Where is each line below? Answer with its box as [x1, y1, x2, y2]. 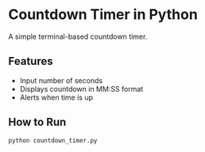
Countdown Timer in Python [8, 6, 199, 24]
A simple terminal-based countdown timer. [8, 32, 148, 41]
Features [8, 55, 53, 68]
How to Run [8, 116, 67, 129]
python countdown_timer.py [8, 136, 98, 144]
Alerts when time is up [19, 93, 94, 102]
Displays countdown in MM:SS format [19, 84, 144, 93]
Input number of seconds [19, 75, 103, 85]
